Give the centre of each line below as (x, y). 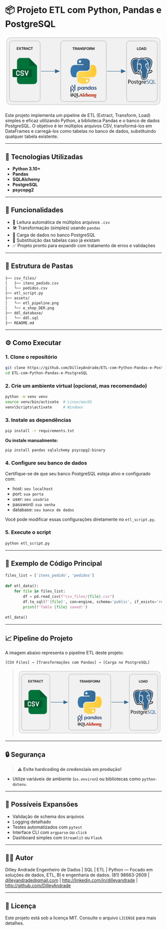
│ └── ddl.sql (22, 318)
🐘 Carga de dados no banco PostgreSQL (54, 235)
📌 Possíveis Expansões (42, 804)
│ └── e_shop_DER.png (30, 308)
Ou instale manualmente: (32, 441)
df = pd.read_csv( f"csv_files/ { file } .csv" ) (69, 596)
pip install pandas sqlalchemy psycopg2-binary (55, 450)
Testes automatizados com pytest (47, 827)
